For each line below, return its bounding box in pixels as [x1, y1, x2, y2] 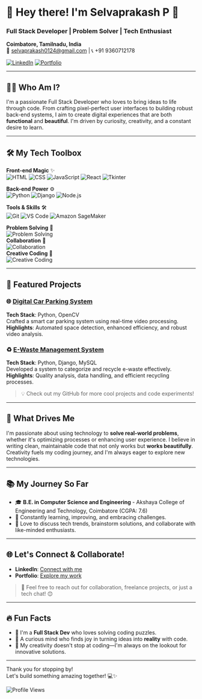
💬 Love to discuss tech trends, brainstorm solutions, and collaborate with [14, 520, 196, 527]
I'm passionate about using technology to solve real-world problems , [6, 429, 179, 437]
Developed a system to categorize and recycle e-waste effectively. [6, 365, 172, 373]
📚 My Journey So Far [6, 479, 89, 489]
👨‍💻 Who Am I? [6, 82, 60, 92]
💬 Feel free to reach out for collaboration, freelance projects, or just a [20, 583, 192, 590]
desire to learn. [6, 124, 44, 131]
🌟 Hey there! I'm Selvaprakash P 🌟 [6, 5, 179, 19]
